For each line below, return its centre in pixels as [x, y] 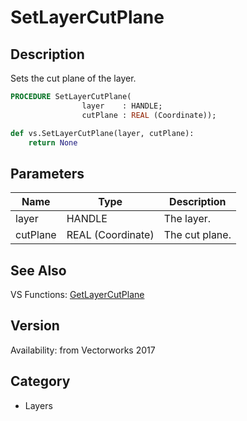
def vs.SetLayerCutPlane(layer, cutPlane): [102, 133]
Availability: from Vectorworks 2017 [83, 350]
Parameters [47, 173]
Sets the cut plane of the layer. [73, 78]
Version [35, 326]
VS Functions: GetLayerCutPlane [77, 294]
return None [53, 142]
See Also [38, 270]
